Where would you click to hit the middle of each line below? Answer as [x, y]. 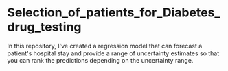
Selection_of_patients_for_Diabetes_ [114, 13]
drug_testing [44, 27]
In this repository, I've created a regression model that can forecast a [105, 46]
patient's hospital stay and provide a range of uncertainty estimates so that [113, 53]
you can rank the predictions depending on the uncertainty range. [100, 60]
